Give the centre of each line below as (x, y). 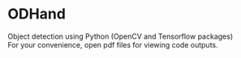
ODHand (37, 14)
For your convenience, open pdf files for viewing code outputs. (113, 44)
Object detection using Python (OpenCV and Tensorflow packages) (120, 36)
